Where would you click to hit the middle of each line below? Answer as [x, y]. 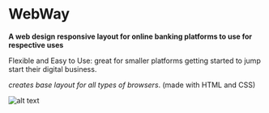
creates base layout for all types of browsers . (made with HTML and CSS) [132, 85]
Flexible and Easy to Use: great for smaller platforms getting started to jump [134, 61]
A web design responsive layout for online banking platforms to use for [130, 36]
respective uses [36, 44]
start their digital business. [53, 69]
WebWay [39, 14]
